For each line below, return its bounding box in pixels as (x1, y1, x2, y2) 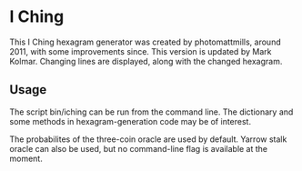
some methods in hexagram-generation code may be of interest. (9, 116, 252, 126)
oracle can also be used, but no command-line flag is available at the (9, 143, 268, 154)
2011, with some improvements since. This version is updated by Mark (9, 45, 272, 56)
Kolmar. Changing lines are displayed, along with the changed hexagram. (9, 55, 283, 66)
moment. (9, 153, 43, 164)
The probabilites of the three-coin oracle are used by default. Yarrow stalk (9, 134, 287, 145)
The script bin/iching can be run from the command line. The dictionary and (9, 106, 294, 117)
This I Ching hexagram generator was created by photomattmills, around (9, 36, 281, 47)
